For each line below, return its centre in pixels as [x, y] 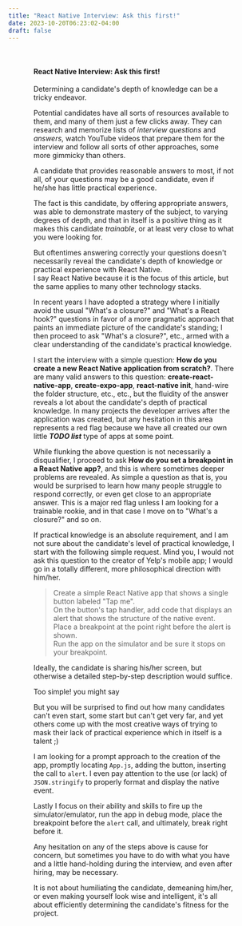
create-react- [190, 377]
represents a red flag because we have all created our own [130, 428]
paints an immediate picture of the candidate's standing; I [128, 327]
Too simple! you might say [76, 692]
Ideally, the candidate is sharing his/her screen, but [117, 668]
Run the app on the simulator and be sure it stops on [139, 644]
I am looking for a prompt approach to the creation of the [127, 757]
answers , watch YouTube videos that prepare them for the [129, 139]
